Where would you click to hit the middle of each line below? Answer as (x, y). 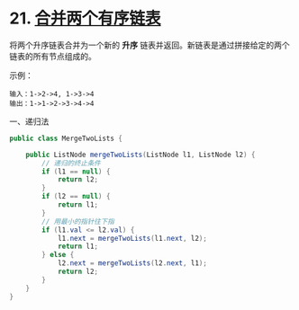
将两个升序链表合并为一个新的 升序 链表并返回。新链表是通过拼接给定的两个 (149, 45)
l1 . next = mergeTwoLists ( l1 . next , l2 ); (132, 238)
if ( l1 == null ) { (76, 172)
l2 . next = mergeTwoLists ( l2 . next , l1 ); (132, 263)
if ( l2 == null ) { (76, 197)
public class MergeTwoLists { (66, 138)
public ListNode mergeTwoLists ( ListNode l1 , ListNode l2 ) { (140, 155)
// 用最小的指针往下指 (78, 221)
